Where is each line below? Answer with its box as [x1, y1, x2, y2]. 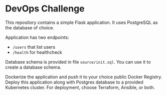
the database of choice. [5, 24, 54, 30]
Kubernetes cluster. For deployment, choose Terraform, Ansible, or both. [5, 84, 155, 90]
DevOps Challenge [5, 3, 85, 14]
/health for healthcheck [12, 49, 63, 55]
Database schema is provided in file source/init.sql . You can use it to [5, 59, 151, 65]
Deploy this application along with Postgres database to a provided [5, 79, 144, 85]
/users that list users [12, 44, 56, 50]
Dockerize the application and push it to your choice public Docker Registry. [5, 74, 162, 80]
